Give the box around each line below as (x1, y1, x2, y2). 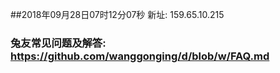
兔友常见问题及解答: (10, 36, 107, 50)
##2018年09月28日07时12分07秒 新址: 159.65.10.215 (10, 9, 225, 20)
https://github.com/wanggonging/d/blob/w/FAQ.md (10, 49, 270, 63)
